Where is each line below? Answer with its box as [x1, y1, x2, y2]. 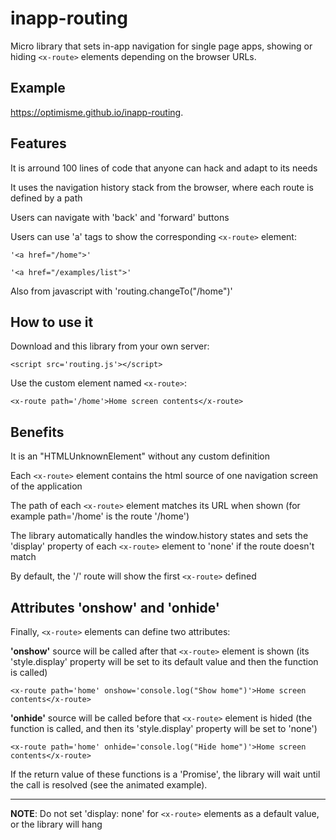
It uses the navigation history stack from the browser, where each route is [10, 181, 314, 193]
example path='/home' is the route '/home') [10, 510, 190, 522]
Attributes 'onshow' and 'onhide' [10, 599, 220, 616]
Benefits [10, 423, 65, 441]
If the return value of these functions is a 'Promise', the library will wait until [10, 768, 321, 780]
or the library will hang [10, 818, 103, 830]
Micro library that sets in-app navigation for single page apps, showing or [10, 40, 313, 52]
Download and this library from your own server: [10, 340, 210, 352]
